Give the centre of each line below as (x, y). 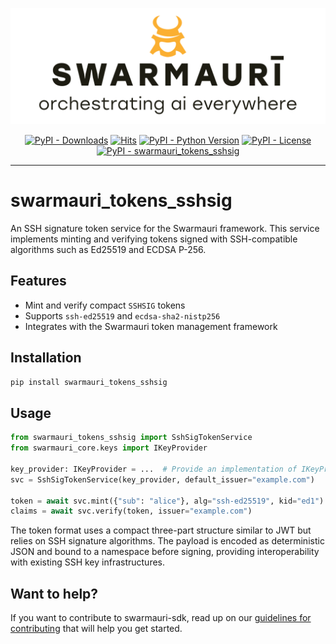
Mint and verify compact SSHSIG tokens (105, 305)
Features (38, 281)
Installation (46, 358)
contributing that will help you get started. (96, 629)
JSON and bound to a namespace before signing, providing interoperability (165, 552)
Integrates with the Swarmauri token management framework (151, 326)
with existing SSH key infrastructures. (88, 562)
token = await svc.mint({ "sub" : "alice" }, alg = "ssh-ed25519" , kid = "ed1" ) (167, 501)
